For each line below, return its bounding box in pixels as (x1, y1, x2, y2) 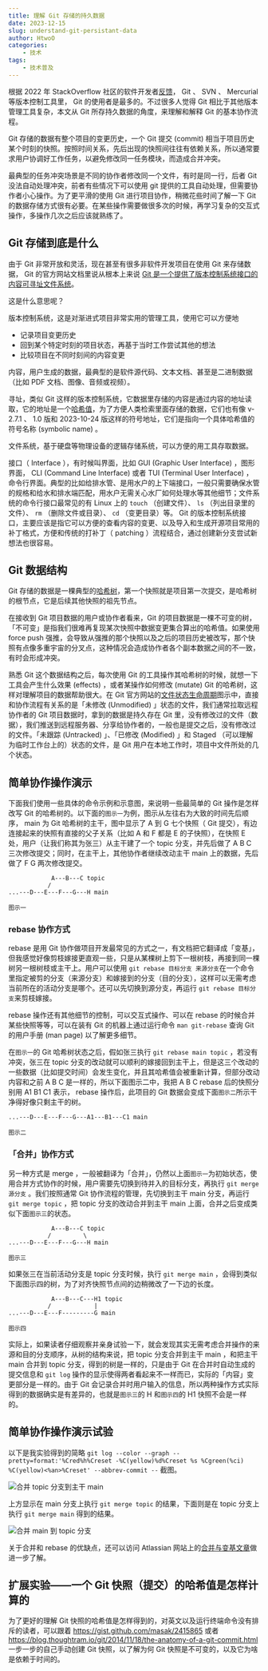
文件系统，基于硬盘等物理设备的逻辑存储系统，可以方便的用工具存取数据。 (8, 441, 253, 450)
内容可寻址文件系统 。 (8, 279, 78, 289)
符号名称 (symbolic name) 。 (8, 424, 102, 433)
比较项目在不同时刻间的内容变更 (19, 349, 125, 360)
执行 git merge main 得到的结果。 (8, 1509, 119, 1518)
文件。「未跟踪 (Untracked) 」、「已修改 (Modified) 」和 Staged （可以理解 (14, 730, 254, 740)
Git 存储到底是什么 (8, 237, 100, 250)
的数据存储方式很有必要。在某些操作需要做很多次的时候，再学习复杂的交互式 (8, 201, 260, 210)
